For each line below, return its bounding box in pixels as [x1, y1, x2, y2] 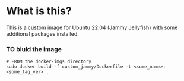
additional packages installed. [6, 30, 79, 37]
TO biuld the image [6, 45, 62, 53]
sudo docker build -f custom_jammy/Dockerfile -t [6, 64, 132, 70]
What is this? [6, 4, 72, 18]
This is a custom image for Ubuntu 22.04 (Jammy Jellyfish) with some [6, 24, 178, 31]
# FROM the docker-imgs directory [6, 58, 92, 65]
